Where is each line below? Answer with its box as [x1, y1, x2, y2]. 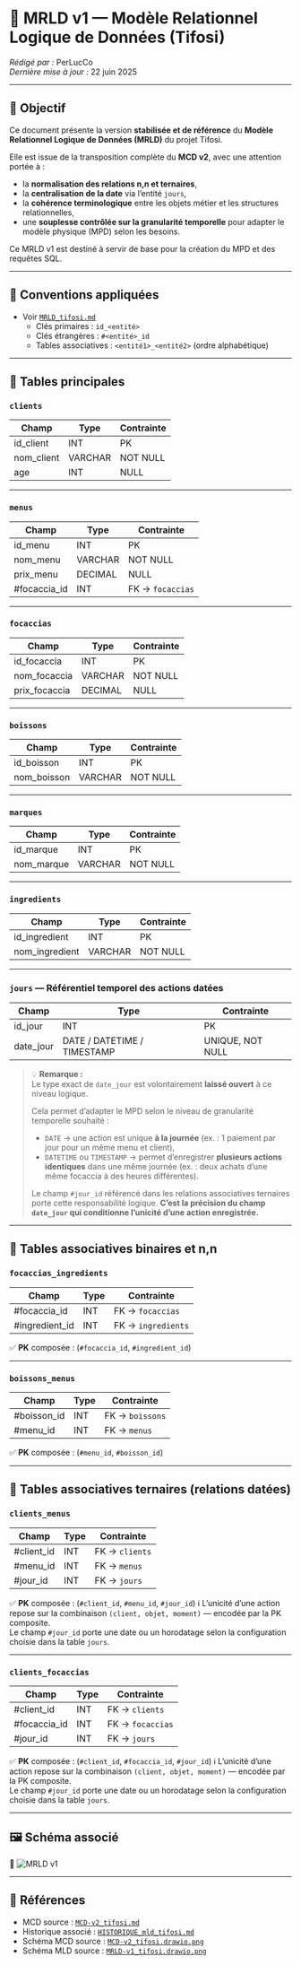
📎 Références [9, 1892, 86, 1908]
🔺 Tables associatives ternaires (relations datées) [9, 1482, 291, 1497]
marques [9, 807, 43, 818]
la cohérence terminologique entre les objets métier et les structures [21, 197, 279, 208]
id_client [13, 437, 49, 449]
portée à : [9, 161, 45, 171]
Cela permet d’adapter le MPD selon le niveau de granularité [30, 1106, 254, 1117]
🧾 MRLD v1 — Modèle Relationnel [9, 8, 258, 29]
